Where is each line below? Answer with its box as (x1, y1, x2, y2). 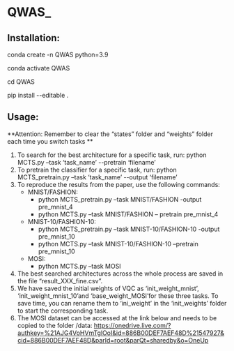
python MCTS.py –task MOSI (38, 262, 121, 270)
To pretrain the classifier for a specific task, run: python (17, 165, 177, 174)
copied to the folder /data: (17, 321, 93, 329)
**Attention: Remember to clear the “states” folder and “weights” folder (7, 130, 214, 138)
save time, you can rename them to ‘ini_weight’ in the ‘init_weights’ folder (17, 299, 227, 307)
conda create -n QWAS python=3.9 (7, 50, 109, 59)
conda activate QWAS (7, 64, 70, 72)
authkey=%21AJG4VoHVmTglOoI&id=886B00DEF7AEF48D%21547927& (17, 329, 225, 337)
